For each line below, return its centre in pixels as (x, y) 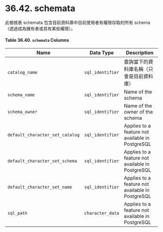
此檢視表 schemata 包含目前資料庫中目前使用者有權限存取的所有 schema (78, 22)
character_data (102, 213)
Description (140, 53)
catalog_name (23, 73)
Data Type (102, 53)
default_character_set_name (40, 187)
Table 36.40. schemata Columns (37, 40)
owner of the (138, 112)
